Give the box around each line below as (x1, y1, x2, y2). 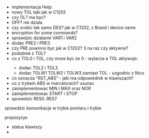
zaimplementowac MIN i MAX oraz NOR (11, 86, 91, 91)
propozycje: (4, 115, 29, 120)
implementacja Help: (11, 4, 53, 10)
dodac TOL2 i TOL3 (18, 65, 58, 71)
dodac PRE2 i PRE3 (11, 40, 50, 46)
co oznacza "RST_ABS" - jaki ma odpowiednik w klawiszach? (11, 75, 134, 81)
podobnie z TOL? (11, 50, 46, 56)
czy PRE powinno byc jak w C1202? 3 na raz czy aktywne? (11, 46, 129, 51)
